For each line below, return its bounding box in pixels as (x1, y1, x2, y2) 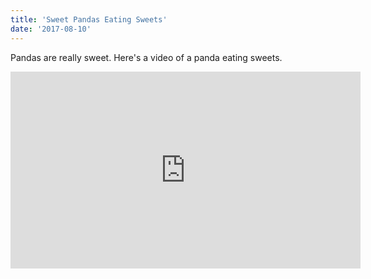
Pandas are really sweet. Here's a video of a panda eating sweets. (10, 51, 283, 63)
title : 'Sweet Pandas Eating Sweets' (10, 14, 168, 25)
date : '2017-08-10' (10, 24, 92, 34)
